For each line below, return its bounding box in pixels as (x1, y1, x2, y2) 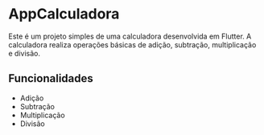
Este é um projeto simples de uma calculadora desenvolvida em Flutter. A (8, 31, 252, 41)
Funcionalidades (8, 72, 94, 85)
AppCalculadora (8, 5, 120, 23)
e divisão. (8, 48, 40, 58)
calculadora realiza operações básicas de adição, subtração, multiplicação (8, 39, 257, 49)
